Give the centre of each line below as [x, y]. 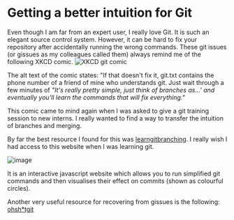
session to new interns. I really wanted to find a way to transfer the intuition [115, 118]
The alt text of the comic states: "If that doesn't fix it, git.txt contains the [111, 75]
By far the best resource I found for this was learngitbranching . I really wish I [117, 139]
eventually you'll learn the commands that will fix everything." [96, 97]
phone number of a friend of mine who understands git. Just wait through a [116, 82]
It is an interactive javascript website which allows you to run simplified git [114, 173]
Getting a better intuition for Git [100, 13]
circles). [19, 188]
